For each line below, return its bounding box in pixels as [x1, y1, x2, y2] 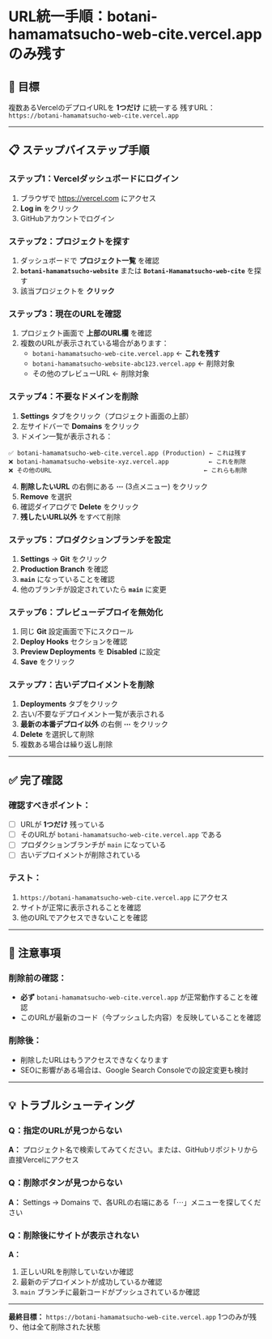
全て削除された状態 [36, 1322, 101, 1332]
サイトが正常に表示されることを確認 [19, 902, 142, 912]
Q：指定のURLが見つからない [8, 1125, 123, 1136]
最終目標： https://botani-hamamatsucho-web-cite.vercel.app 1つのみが [8, 1311, 250, 1321]
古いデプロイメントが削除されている [19, 850, 142, 860]
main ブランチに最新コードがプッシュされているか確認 [19, 1286, 200, 1297]
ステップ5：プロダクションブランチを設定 [8, 534, 172, 545]
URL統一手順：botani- [8, 7, 158, 26]
